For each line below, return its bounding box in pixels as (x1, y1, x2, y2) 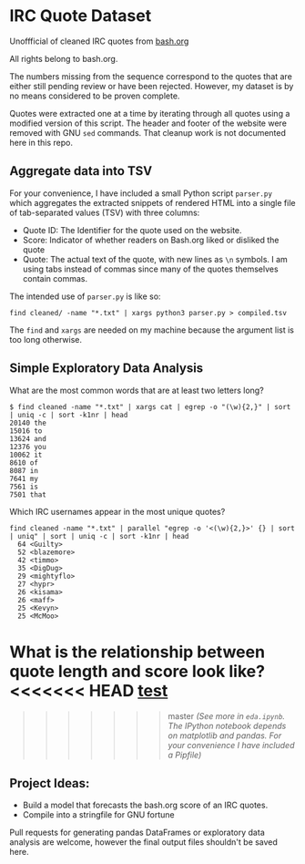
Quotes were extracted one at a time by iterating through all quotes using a (9, 108, 290, 118)
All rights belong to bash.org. (9, 53, 118, 64)
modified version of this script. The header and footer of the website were (9, 118, 287, 129)
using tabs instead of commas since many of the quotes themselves (22, 263, 280, 274)
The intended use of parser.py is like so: (9, 291, 161, 302)
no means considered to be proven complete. (9, 90, 180, 101)
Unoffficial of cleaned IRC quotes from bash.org (9, 36, 189, 46)
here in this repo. (9, 137, 73, 148)
